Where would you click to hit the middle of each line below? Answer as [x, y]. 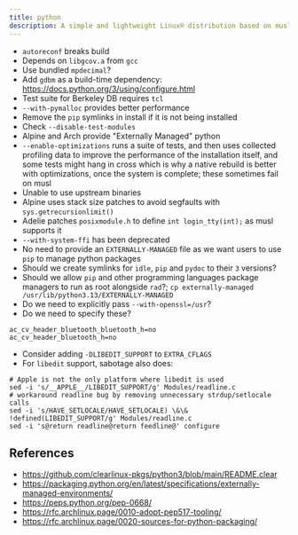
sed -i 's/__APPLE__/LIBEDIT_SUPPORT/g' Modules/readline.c [123, 387]
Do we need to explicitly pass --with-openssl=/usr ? [116, 303]
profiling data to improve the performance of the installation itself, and [150, 154]
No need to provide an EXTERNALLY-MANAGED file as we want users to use [152, 248]
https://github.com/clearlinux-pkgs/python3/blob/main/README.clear [149, 475]
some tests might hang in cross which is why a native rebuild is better [149, 164]
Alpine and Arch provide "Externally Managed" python [121, 136]
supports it [42, 230]
